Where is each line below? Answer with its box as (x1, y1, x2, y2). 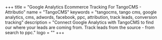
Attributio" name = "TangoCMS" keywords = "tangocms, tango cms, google (5, 9, 157, 15)
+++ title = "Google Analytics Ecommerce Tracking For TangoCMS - (5, 4, 142, 10)
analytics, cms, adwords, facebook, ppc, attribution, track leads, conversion (5, 14, 157, 20)
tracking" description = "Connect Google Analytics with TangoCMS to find (5, 19, 154, 25)
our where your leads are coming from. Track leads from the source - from (5, 25, 155, 30)
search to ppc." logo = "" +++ (5, 30, 65, 35)
